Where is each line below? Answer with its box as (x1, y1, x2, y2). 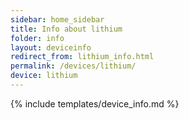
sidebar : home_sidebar (10, 14, 105, 25)
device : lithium (10, 71, 78, 81)
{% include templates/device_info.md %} (10, 97, 180, 110)
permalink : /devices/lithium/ (10, 61, 137, 71)
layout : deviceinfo (10, 42, 92, 53)
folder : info (10, 33, 65, 43)
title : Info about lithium (10, 24, 123, 34)
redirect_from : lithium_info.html (10, 52, 155, 62)
